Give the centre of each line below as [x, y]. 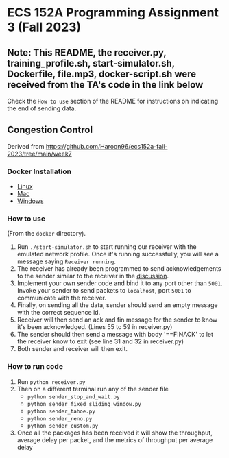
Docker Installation [39, 171]
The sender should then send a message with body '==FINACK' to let [115, 335]
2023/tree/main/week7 [39, 154]
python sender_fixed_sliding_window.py [84, 404]
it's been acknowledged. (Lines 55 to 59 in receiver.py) [95, 327]
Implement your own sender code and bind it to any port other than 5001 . [120, 283]
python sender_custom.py [63, 426]
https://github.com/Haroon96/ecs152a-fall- [107, 146]
